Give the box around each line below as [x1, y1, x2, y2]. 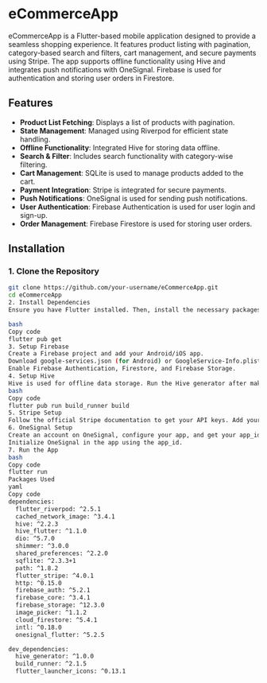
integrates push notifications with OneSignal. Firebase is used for [8, 64, 222, 74]
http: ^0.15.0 [15, 579, 62, 587]
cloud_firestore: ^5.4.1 [15, 615, 98, 624]
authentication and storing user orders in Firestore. [8, 73, 175, 83]
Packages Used [8, 475, 56, 483]
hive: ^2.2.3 [15, 520, 59, 528]
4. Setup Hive [8, 372, 56, 380]
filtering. [19, 160, 48, 169]
